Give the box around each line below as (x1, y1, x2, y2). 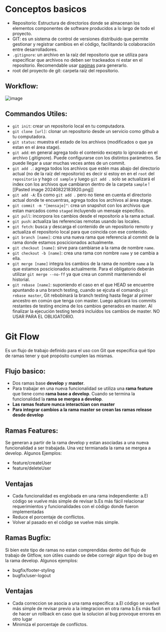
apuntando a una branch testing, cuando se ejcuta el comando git (12, 287, 149, 293)
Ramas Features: (5, 426, 58, 435)
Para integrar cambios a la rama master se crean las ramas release (12, 407, 152, 413)
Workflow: (5, 82, 39, 91)
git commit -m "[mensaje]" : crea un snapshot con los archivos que (12, 202, 150, 208)
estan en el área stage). (12, 144, 61, 150)
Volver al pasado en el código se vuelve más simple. (12, 519, 120, 525)
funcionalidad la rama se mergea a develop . (12, 396, 103, 402)
